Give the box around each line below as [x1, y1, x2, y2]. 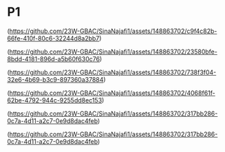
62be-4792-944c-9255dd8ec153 [7, 96, 103, 104]
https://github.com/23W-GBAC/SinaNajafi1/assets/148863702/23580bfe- [9, 47, 218, 56]
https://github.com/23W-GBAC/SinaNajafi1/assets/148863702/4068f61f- [9, 89, 215, 97]
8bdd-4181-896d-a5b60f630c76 [7, 54, 100, 63]
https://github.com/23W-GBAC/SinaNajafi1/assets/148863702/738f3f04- [9, 68, 217, 76]
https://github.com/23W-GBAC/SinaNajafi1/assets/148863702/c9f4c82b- [9, 27, 217, 35]
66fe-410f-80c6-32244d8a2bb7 [7, 34, 100, 42]
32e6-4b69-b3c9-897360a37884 [7, 75, 104, 83]
